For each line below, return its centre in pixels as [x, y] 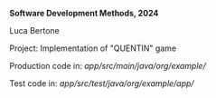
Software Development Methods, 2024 [84, 13]
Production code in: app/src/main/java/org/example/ [108, 66]
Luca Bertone [35, 30]
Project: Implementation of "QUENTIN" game [93, 48]
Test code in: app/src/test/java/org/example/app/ [102, 83]
